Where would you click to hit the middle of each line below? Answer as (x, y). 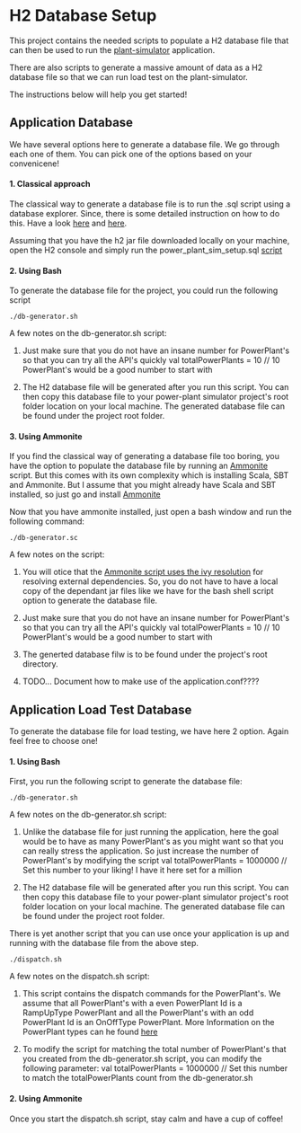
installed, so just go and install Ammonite (85, 494)
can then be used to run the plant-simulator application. (112, 49)
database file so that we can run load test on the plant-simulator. (129, 76)
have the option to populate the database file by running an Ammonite (138, 466)
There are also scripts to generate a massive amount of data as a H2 (136, 67)
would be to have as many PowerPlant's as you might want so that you (153, 842)
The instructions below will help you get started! (98, 94)
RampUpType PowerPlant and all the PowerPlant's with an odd (138, 1013)
